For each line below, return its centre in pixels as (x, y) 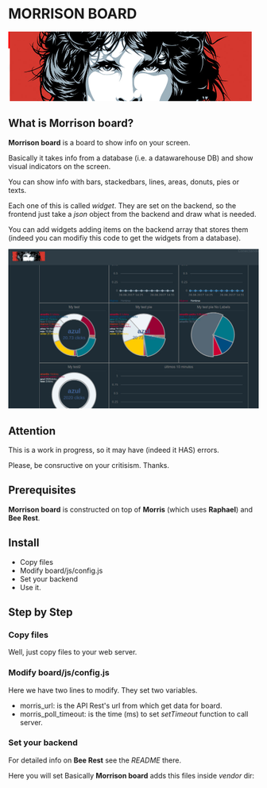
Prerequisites (42, 491)
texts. (17, 190)
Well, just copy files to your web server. (73, 652)
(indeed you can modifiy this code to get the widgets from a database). (124, 238)
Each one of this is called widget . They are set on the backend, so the (122, 205)
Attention (32, 431)
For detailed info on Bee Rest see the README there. (95, 760)
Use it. (30, 587)
